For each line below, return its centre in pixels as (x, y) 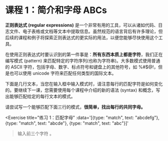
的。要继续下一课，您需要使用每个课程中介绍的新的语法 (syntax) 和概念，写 (83, 90)
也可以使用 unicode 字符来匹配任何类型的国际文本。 (63, 73)
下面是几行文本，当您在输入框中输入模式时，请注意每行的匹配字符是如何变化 (84, 83)
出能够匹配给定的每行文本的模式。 (40, 96)
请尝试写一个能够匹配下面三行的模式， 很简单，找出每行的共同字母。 (75, 107)
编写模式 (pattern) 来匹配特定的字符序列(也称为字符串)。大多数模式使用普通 (83, 60)
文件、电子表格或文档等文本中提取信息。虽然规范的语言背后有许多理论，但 (86, 31)
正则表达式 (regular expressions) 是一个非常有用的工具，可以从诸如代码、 (82, 25)
